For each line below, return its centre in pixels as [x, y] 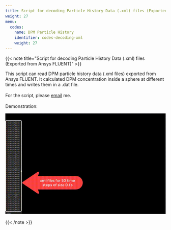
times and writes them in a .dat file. [42, 84]
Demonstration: [21, 106]
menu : [11, 21]
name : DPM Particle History [44, 32]
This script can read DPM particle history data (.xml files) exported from [81, 74]
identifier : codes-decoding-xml [49, 38]
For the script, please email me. [38, 95]
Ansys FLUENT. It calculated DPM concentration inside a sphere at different [85, 79]
